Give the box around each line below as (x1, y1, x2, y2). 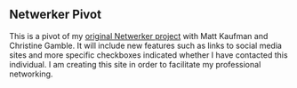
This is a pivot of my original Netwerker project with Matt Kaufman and (9, 30, 269, 41)
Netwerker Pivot (9, 7, 102, 22)
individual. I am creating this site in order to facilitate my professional (9, 59, 261, 69)
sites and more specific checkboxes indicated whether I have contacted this (9, 49, 288, 60)
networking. (9, 68, 53, 79)
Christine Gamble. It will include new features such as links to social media (9, 40, 283, 51)
